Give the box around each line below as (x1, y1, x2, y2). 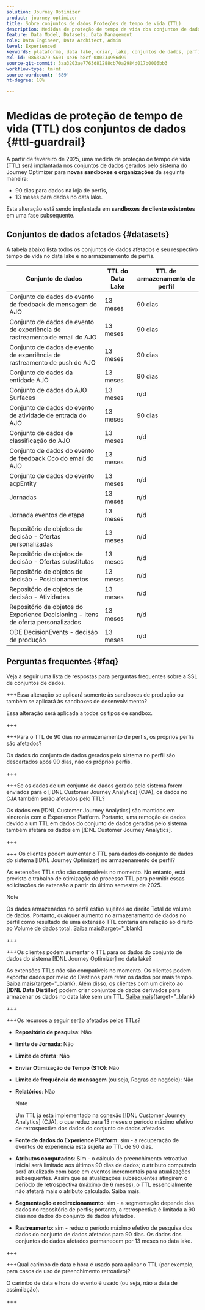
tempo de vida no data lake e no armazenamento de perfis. (6, 252, 155, 259)
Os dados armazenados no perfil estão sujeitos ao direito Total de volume (6, 905, 192, 912)
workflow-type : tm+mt (6, 66, 62, 72)
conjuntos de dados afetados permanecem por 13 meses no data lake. (15, 1237, 192, 1244)
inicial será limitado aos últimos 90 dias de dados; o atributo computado (15, 1161, 196, 1168)
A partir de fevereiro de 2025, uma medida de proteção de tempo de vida (6, 156, 190, 163)
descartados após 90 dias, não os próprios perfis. (6, 758, 132, 765)
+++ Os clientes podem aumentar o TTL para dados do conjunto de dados (6, 850, 193, 857)
